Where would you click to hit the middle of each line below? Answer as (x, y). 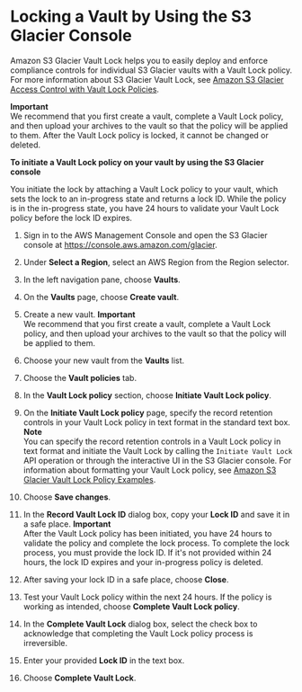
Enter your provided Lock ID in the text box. (104, 660)
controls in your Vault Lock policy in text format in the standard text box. (157, 422)
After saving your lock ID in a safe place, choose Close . (126, 579)
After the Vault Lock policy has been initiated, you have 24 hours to (147, 533)
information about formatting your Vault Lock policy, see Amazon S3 (150, 470)
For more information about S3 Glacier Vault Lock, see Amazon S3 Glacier (147, 79)
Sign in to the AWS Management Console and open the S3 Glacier (145, 235)
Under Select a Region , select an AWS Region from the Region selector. (156, 262)
